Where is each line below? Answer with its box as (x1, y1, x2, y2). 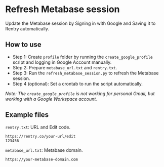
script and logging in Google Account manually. (12, 59, 112, 65)
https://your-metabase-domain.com (5, 157, 78, 162)
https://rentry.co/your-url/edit (5, 134, 76, 139)
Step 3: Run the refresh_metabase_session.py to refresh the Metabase (12, 70, 159, 76)
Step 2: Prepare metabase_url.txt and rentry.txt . (12, 64, 117, 70)
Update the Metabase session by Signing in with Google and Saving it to (5, 20, 156, 26)
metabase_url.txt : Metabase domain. (5, 147, 83, 153)
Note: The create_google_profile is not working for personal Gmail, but (5, 90, 155, 97)
